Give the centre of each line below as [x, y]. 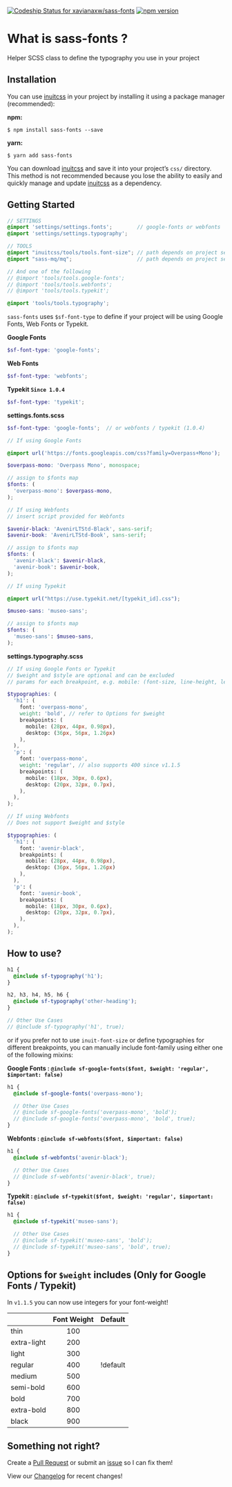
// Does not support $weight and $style [66, 823]
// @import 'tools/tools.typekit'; [58, 291]
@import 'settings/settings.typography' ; [68, 234]
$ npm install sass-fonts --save [55, 130]
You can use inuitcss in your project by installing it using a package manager [116, 96]
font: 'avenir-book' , [50, 893]
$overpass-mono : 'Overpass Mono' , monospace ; [74, 466]
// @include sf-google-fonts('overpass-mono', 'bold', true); [105, 1119]
